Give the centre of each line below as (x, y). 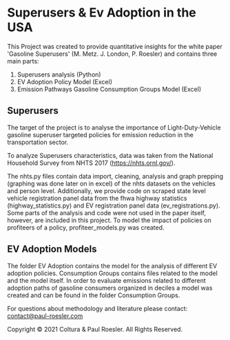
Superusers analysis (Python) (59, 74)
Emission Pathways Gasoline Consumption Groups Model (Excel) (109, 89)
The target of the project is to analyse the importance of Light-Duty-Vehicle (114, 127)
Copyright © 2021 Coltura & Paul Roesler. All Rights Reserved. (95, 329)
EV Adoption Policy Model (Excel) (64, 81)
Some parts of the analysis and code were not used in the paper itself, (107, 212)
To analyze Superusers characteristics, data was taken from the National (110, 155)
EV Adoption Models (52, 249)
